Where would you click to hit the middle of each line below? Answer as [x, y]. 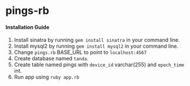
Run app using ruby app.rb [47, 77]
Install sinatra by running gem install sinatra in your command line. [97, 40]
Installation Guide [28, 27]
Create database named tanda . [51, 59]
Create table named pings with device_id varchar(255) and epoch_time [99, 64]
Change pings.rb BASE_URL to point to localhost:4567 [80, 52]
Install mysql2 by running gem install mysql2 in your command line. [96, 46]
